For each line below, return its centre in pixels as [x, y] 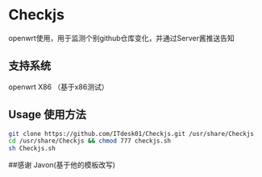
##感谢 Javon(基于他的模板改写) [62, 165]
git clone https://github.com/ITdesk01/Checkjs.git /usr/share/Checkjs [131, 134]
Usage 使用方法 [48, 115]
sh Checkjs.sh [32, 149]
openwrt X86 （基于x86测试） [58, 87]
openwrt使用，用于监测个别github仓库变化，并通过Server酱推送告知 [122, 38]
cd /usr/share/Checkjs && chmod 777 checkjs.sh [90, 141]
